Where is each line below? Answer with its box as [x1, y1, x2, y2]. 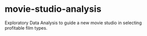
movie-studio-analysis [4, 3, 101, 15]
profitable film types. [4, 25, 48, 31]
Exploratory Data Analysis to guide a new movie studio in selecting [4, 20, 142, 26]
